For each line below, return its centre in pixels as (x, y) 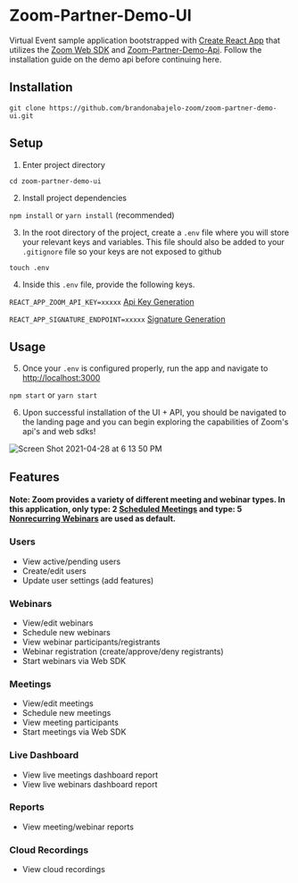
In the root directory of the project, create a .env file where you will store (156, 232)
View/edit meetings (58, 703)
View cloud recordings (63, 870)
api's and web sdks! (59, 432)
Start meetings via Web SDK (74, 732)
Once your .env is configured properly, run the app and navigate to (145, 368)
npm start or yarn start (54, 395)
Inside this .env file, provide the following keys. (108, 284)
